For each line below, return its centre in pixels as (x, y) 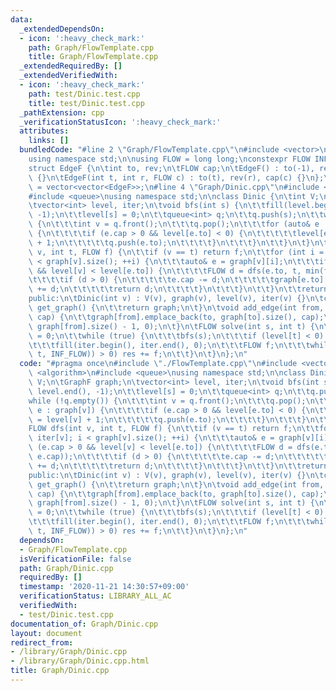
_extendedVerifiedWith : (68, 76)
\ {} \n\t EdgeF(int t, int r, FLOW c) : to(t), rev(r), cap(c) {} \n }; (176, 177)
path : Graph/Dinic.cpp (66, 568)
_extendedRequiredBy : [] (71, 66)
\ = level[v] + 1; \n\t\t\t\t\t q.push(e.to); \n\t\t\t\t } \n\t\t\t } (167, 419)
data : (21, 19)
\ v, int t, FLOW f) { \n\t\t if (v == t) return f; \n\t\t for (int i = (176, 252)
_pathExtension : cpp (62, 112)
